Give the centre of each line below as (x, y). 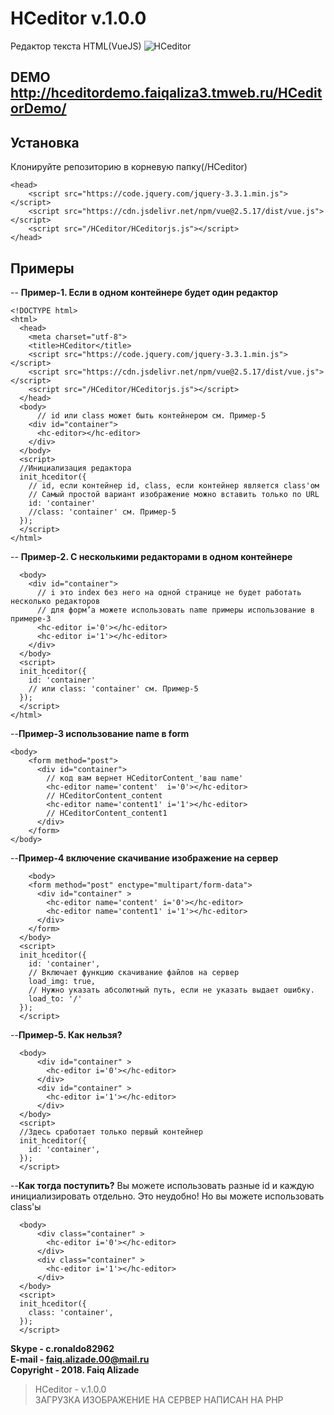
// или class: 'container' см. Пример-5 (113, 688)
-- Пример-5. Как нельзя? (66, 1034)
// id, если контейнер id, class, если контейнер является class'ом (174, 485)
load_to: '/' (55, 998)
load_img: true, (62, 981)
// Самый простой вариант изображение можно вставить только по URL (174, 494)
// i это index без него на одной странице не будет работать (169, 592)
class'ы (26, 1206)
